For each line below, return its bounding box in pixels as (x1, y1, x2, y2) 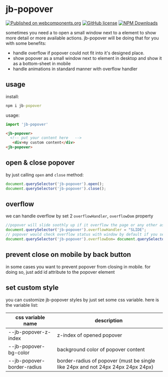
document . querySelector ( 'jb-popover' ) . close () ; (5, 186, 107, 191)
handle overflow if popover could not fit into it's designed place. (12, 50, 145, 56)
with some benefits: (5, 40, 46, 46)
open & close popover (5, 159, 75, 167)
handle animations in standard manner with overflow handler (12, 66, 138, 72)
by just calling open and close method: (5, 172, 84, 178)
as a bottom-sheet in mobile (12, 60, 71, 66)
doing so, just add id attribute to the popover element (5, 269, 115, 275)
